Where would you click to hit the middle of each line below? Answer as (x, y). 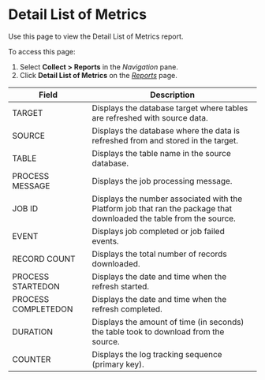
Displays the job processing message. (162, 181)
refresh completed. (127, 309)
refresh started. (121, 286)
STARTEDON (36, 286)
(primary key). (118, 364)
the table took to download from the (158, 331)
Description (172, 95)
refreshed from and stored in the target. (165, 140)
